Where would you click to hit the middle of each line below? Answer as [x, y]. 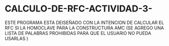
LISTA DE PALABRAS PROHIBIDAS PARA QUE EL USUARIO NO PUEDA [78, 33]
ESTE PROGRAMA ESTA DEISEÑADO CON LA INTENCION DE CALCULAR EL [84, 22]
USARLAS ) [16, 38]
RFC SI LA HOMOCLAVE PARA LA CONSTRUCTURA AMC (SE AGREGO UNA [84, 27]
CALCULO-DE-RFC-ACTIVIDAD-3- [79, 9]
